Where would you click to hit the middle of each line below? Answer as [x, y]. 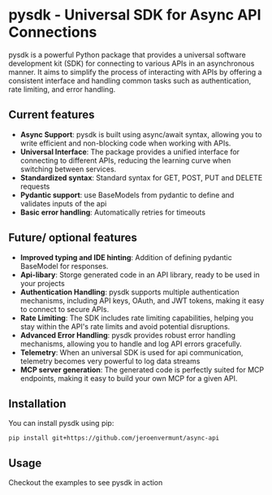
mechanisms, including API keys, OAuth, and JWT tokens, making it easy [142, 300]
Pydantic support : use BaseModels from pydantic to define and [127, 195]
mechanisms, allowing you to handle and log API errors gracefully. [131, 344]
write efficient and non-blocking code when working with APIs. [125, 143]
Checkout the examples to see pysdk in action [86, 483]
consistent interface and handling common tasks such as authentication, [130, 80]
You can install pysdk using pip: [61, 423]
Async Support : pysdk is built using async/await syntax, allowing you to [141, 134]
